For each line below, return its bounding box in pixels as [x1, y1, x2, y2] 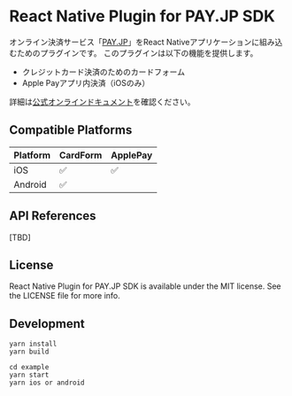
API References [9, 208, 96, 223]
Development [9, 316, 86, 331]
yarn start [9, 370, 50, 380]
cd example [9, 363, 50, 372]
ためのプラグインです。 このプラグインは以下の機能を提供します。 [16, 47, 258, 58]
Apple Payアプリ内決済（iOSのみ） [21, 77, 150, 88]
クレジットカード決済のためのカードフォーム [21, 66, 186, 77]
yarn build [9, 347, 50, 356]
